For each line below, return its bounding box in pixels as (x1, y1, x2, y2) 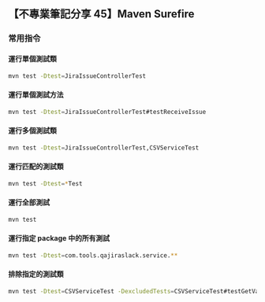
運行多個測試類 (8, 126, 57, 135)
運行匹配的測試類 (8, 162, 64, 171)
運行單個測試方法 (8, 90, 64, 99)
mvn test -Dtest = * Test (8, 179, 83, 187)
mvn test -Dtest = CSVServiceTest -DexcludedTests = (8, 287, 175, 295)
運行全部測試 (8, 197, 50, 207)
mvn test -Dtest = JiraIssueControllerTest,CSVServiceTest (8, 144, 200, 152)
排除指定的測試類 (8, 270, 64, 279)
